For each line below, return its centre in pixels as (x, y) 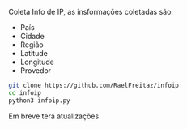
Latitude (34, 53)
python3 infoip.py (39, 101)
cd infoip (25, 92)
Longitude (37, 62)
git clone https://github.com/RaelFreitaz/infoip (94, 85)
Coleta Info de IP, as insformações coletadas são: (91, 12)
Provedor (35, 71)
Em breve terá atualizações (54, 116)
